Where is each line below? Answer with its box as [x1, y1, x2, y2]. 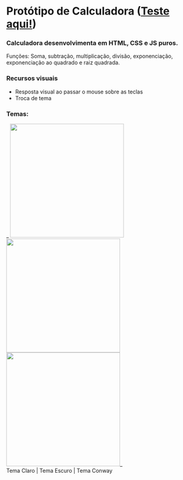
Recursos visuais [6, 74, 58, 83]
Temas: [6, 109, 29, 118]
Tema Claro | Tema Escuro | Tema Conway [6, 467, 113, 475]
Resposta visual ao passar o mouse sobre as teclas [15, 88, 144, 95]
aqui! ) [6, 17, 36, 31]
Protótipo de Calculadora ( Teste [6, 4, 170, 18]
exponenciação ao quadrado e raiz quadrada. [6, 59, 120, 66]
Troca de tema [15, 94, 52, 101]
